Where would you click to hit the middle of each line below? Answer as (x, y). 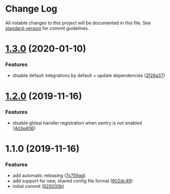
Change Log (31, 9)
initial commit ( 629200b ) (38, 186)
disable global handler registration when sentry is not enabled (77, 123)
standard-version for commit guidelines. (47, 28)
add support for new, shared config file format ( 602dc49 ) (73, 181)
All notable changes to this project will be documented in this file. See (78, 23)
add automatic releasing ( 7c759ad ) (49, 176)
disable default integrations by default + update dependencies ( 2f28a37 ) (89, 75)
